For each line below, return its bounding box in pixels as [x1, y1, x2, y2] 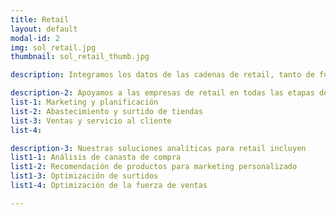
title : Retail [10, 14, 70, 25]
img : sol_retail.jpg [10, 42, 97, 53]
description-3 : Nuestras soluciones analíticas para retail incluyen [10, 143, 307, 153]
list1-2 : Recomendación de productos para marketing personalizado [10, 162, 298, 172]
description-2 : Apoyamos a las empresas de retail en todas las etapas [10, 88, 315, 98]
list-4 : [10, 125, 43, 135]
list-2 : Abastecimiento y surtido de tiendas [10, 106, 203, 116]
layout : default [10, 24, 78, 34]
